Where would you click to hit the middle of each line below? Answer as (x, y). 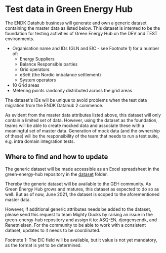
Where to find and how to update (57, 157)
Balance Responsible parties (49, 64)
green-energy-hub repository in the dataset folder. (57, 174)
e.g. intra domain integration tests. (40, 141)
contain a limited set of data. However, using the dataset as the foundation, (82, 120)
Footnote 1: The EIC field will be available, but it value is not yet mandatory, (81, 240)
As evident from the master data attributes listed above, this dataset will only (83, 115)
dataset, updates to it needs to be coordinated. (53, 230)
